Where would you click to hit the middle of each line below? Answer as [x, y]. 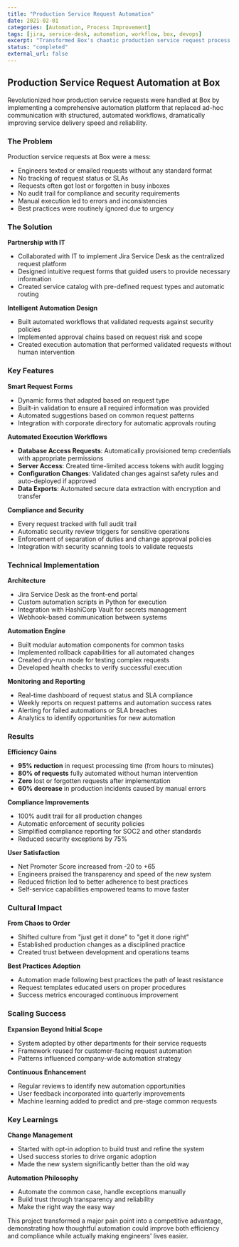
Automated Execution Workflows [58, 437]
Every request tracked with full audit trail [77, 524]
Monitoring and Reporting [46, 681]
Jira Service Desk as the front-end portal [78, 594]
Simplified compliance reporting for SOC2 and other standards [109, 832]
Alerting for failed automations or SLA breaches [87, 710]
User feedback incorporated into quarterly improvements [101, 1094]
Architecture [27, 580]
